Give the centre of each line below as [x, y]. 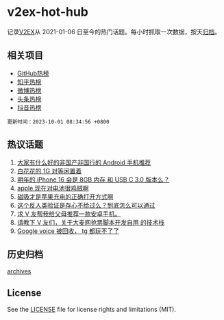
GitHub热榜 [33, 73]
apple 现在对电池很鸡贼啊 [53, 188]
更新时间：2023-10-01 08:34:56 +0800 [58, 122]
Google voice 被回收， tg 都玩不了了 [68, 231]
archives [19, 271]
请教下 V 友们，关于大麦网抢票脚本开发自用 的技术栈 [91, 222]
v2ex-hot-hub [48, 12]
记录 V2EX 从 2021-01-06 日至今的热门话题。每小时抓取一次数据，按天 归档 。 [114, 32]
